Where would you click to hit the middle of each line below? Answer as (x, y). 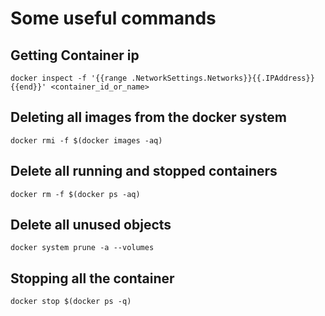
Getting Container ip (75, 55)
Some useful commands (113, 18)
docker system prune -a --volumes (82, 248)
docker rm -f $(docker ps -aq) (75, 194)
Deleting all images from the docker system (148, 117)
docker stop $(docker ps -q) (71, 302)
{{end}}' (28, 87)
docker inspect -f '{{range (69, 78)
